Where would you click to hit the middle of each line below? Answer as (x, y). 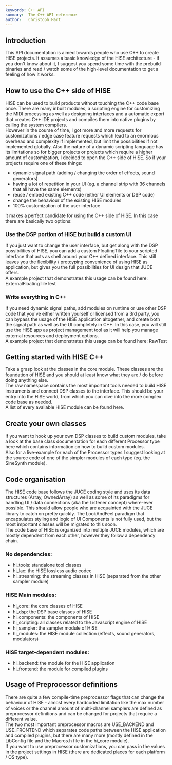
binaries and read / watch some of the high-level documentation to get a (82, 69)
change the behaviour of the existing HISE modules (67, 200)
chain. (12, 541)
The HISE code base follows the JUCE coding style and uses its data (78, 492)
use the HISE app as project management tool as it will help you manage (82, 330)
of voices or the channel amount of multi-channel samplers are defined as (84, 708)
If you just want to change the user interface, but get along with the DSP (82, 246)
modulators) (26, 639)
